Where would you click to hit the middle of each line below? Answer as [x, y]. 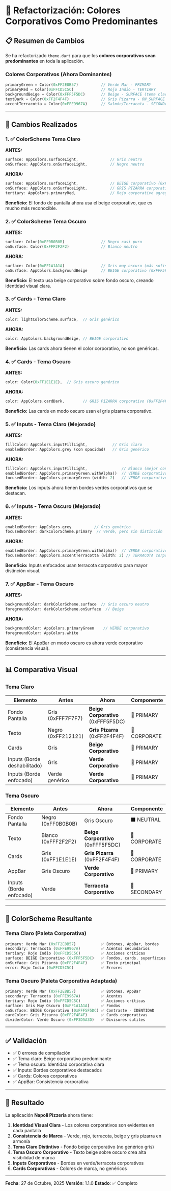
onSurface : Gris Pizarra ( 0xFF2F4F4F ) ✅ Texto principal [73, 963]
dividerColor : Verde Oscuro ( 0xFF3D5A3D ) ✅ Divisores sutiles [75, 1020]
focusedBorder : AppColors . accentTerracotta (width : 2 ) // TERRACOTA [79, 556]
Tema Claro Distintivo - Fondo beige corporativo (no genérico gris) [83, 1147]
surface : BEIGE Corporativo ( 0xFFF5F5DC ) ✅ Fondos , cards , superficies [86, 958]
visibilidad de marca [34, 1157]
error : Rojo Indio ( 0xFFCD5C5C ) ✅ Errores [64, 968]
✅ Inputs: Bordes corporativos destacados [57, 1070]
